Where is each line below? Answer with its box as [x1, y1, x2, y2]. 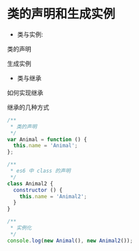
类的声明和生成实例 [7, 6, 116, 22]
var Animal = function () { [7, 136, 88, 143]
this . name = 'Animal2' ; [19, 193, 88, 200]
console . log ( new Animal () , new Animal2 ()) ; [7, 237, 134, 244]
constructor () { [13, 187, 63, 193]
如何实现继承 [7, 88, 43, 97]
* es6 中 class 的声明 [10, 167, 71, 175]
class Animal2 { [7, 180, 53, 187]
